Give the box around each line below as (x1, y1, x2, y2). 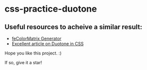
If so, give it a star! (4, 60, 42, 65)
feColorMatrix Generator (11, 35, 62, 41)
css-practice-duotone (4, 3, 97, 15)
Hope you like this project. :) (4, 50, 62, 56)
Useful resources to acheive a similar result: (4, 23, 143, 31)
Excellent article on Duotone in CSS (11, 41, 84, 47)
